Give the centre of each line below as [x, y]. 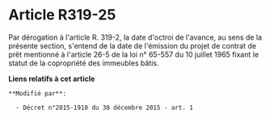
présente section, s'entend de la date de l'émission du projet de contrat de [133, 45]
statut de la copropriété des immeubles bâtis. [84, 63]
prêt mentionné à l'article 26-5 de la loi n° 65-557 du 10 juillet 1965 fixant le [134, 54]
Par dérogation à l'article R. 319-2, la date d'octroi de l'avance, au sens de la [135, 37]
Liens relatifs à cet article [52, 78]
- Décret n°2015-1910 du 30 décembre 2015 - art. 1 [105, 107]
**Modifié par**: [38, 93]
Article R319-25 [62, 15]
